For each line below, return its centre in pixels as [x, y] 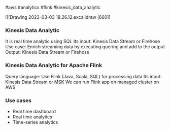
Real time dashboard [34, 111]
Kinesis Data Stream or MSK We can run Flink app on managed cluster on [82, 82]
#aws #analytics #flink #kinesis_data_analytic [53, 7]
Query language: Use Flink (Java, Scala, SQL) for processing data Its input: [83, 76]
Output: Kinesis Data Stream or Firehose [47, 52]
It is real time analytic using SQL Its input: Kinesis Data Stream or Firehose [83, 41]
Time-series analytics [35, 122]
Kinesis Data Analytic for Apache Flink [54, 66]
